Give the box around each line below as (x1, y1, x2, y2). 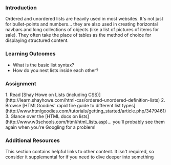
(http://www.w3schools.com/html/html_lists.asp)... (5, 119, 112, 125)
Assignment (5, 80, 37, 87)
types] (122, 102, 136, 108)
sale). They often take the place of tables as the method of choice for (5, 32, 152, 38)
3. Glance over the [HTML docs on (5, 113, 78, 119)
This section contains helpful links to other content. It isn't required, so (5, 149, 155, 155)
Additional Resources (5, 137, 60, 144)
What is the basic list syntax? (12, 62, 74, 68)
